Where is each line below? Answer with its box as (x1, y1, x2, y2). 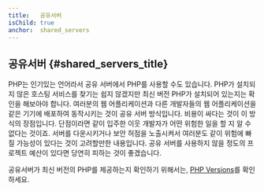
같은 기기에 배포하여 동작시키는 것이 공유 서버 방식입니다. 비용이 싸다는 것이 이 (8, 109, 248, 119)
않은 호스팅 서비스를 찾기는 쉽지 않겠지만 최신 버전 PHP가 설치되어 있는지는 (16, 90, 247, 99)
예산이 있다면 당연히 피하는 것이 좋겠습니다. (28, 149, 162, 158)
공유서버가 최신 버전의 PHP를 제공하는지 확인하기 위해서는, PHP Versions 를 (8, 165, 241, 174)
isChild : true (8, 19, 55, 27)
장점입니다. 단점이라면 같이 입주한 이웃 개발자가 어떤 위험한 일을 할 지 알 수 (22, 119, 252, 128)
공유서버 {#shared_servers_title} (8, 57, 169, 71)
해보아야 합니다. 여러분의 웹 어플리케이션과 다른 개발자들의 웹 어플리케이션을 (22, 99, 257, 108)
